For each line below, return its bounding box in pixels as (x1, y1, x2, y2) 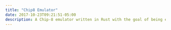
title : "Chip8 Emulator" (5, 7, 58, 13)
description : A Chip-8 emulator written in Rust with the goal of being (5, 17, 163, 22)
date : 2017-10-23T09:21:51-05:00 (5, 12, 76, 17)
